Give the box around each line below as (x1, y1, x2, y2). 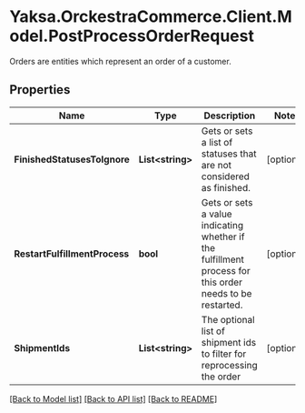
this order (201, 276, 243, 288)
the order (201, 370, 241, 383)
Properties (9, 82, 71, 97)
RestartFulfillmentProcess (14, 247, 130, 260)
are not (201, 158, 231, 171)
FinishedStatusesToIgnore (14, 153, 130, 166)
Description (203, 109, 256, 122)
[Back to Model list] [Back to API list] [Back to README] (9, 393, 218, 404)
